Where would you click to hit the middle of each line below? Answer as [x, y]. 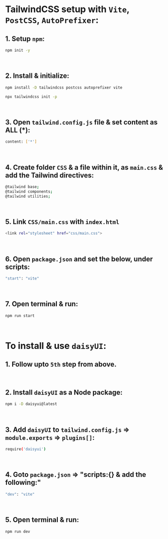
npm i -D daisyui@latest [31, 404]
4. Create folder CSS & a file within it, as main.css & [84, 167]
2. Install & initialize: [37, 76]
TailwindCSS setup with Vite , [67, 9]
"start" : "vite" [22, 279]
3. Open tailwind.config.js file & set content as [81, 122]
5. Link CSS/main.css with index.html [62, 222]
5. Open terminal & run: [42, 520]
